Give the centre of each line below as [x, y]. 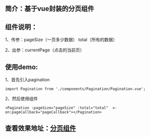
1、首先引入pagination [27, 80]
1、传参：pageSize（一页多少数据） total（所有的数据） [61, 40]
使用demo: [22, 67]
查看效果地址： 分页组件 [40, 128]
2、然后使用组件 [22, 99]
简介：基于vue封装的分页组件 [50, 9]
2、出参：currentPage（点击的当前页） [45, 50]
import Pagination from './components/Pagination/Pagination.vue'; [75, 89]
